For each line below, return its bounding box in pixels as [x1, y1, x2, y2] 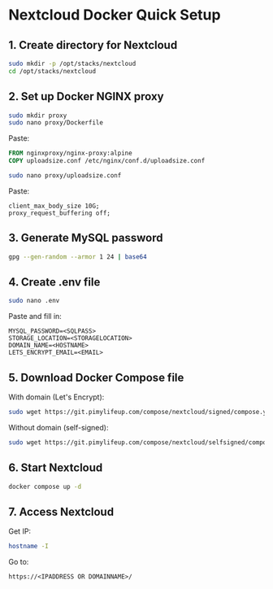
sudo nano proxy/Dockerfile [8, 119, 104, 127]
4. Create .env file [8, 275, 101, 290]
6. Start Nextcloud [8, 461, 103, 475]
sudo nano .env [8, 297, 60, 305]
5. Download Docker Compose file [8, 370, 184, 384]
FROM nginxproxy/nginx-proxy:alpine [8, 149, 132, 158]
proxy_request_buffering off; [8, 209, 111, 217]
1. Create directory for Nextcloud [8, 38, 178, 52]
